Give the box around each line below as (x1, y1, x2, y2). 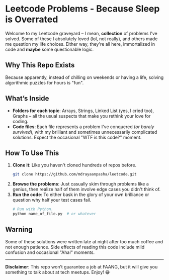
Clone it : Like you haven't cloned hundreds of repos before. (12, 162, 137, 168)
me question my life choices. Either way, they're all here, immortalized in (5, 41, 155, 47)
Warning (5, 225, 33, 234)
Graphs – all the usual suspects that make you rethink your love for (12, 113, 151, 119)
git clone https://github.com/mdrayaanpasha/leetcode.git (12, 172, 137, 177)
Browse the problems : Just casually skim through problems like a (12, 181, 149, 187)
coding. (12, 118, 29, 124)
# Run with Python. (12, 207, 54, 212)
